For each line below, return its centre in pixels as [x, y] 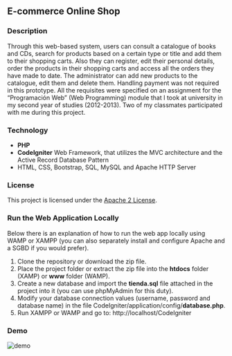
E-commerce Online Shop [64, 11]
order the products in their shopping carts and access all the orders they [111, 68]
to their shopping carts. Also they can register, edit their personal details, [111, 61]
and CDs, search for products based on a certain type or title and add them [114, 53]
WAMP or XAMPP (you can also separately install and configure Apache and [116, 241]
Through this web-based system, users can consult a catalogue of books [111, 46]
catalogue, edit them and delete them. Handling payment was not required [113, 83]
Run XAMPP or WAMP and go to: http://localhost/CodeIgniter [104, 312]
